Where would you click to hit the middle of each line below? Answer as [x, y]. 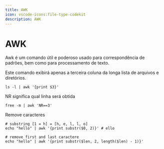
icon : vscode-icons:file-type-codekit [45, 14]
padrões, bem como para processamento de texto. [57, 63]
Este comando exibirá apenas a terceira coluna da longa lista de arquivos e [82, 72]
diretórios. [16, 78]
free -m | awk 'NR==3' [29, 105]
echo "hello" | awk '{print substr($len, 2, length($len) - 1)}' [74, 141]
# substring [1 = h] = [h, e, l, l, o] [47, 124]
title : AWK [16, 10]
